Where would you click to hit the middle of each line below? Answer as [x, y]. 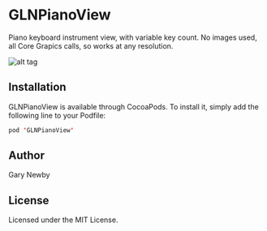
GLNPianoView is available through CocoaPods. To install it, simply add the [134, 106]
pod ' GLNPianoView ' [41, 130]
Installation [37, 87]
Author [26, 156]
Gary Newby [29, 175]
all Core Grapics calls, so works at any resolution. [91, 45]
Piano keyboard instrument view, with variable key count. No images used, [133, 37]
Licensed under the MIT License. [63, 220]
